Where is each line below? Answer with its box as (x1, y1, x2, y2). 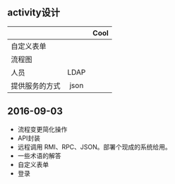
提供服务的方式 (11, 80, 61, 90)
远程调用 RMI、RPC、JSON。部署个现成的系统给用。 (17, 142, 171, 151)
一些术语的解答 (17, 151, 61, 160)
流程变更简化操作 (17, 125, 68, 133)
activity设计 (7, 6, 61, 19)
